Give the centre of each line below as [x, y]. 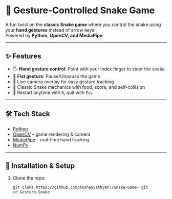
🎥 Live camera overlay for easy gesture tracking [63, 82]
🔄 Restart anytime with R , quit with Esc [53, 92]
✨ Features [23, 56]
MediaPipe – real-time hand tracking [51, 139]
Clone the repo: [29, 178]
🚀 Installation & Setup [40, 166]
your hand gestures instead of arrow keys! [50, 30]
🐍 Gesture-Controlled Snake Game [80, 10]
